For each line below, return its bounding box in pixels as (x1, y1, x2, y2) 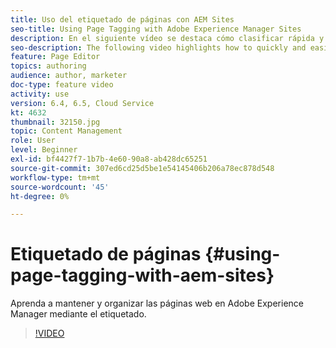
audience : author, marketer (10, 71, 128, 81)
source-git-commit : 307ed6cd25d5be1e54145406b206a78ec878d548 (10, 163, 275, 173)
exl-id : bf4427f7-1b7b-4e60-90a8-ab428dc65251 (10, 154, 208, 164)
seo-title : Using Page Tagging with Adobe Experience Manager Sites (10, 24, 302, 34)
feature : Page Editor (10, 52, 101, 62)
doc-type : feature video (10, 80, 114, 90)
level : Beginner (10, 145, 78, 155)
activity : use (10, 89, 70, 99)
